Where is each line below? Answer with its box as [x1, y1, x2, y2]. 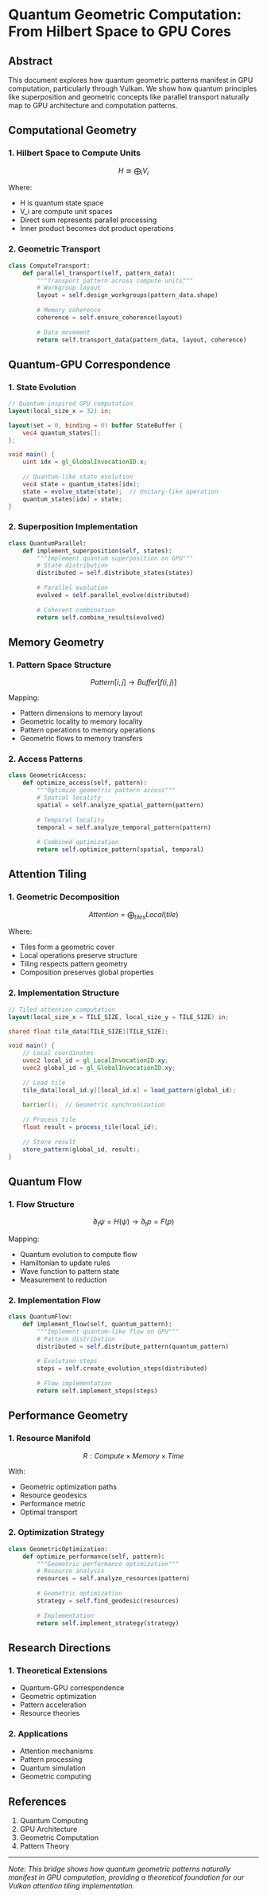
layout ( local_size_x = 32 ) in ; [8, 407, 112, 415]
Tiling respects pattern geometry [19, 959, 128, 969]
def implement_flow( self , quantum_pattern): [22, 1320, 172, 1329]
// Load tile [22, 1079, 66, 1087]
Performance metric [19, 1498, 86, 1508]
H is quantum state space [19, 198, 104, 208]
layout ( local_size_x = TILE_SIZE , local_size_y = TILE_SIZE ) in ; [8, 1013, 229, 1021]
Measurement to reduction [19, 1275, 107, 1284]
